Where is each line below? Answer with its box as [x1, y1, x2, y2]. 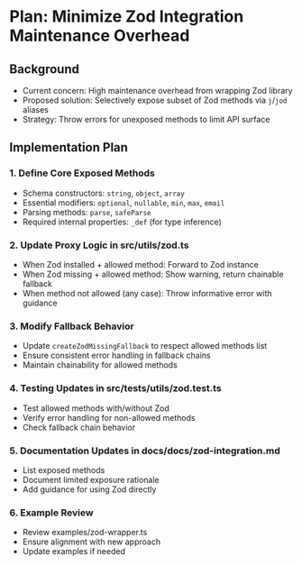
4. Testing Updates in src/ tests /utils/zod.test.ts [9, 382, 223, 395]
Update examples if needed [22, 546, 126, 557]
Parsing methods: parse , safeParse [22, 206, 151, 217]
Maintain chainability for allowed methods [22, 360, 178, 370]
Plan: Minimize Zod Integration [9, 6, 244, 27]
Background [9, 61, 79, 77]
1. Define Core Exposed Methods [9, 167, 155, 179]
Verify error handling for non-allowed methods [22, 412, 196, 423]
